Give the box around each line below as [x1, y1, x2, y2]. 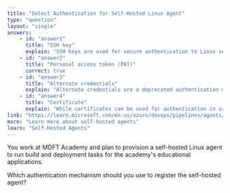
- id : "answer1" [19, 36, 66, 42]
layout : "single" [7, 23, 57, 29]
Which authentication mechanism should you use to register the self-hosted [7, 171, 221, 179]
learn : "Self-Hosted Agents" [7, 125, 90, 131]
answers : [7, 29, 32, 36]
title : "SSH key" [25, 42, 75, 49]
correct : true [25, 67, 66, 74]
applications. [7, 158, 43, 166]
